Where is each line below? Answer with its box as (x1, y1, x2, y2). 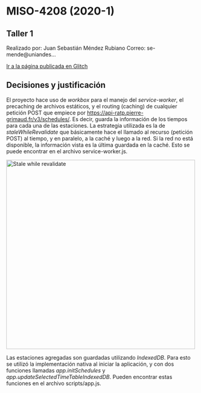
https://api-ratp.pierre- (87, 109, 144, 116)
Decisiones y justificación (6, 80, 106, 90)
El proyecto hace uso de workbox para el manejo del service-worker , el (6, 96, 184, 104)
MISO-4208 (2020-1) (6, 4, 115, 18)
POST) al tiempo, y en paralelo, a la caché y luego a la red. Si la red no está (6, 134, 193, 142)
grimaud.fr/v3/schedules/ (6, 115, 70, 122)
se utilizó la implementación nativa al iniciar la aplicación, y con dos (6, 360, 174, 368)
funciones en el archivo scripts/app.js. (6, 380, 101, 387)
